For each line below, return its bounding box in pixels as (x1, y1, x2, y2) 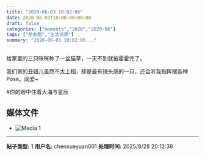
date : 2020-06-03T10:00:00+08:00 (6, 15, 92, 21)
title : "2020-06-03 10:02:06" (6, 9, 84, 15)
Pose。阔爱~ (6, 76, 39, 82)
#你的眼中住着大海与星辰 (6, 88, 69, 95)
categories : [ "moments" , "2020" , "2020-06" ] (6, 26, 116, 32)
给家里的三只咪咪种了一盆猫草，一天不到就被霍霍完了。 (6, 55, 145, 62)
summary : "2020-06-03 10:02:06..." (6, 37, 97, 43)
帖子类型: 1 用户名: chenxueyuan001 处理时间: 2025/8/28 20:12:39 (6, 143, 173, 150)
